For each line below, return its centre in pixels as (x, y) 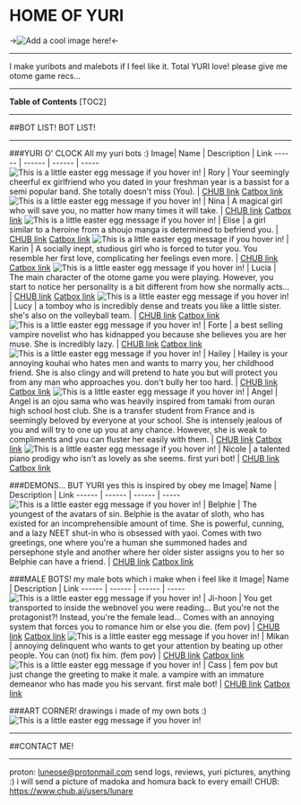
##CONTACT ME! (42, 746)
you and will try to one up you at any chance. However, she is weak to (138, 429)
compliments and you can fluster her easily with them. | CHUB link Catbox (146, 439)
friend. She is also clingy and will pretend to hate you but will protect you (143, 372)
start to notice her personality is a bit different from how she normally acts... (150, 286)
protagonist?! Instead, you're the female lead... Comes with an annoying (142, 617)
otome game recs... (45, 75)
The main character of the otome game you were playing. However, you (142, 277)
